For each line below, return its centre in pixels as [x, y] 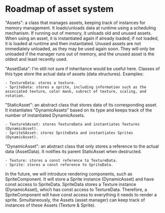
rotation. [15, 96]
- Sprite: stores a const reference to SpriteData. [59, 165]
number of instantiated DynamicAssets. [45, 115]
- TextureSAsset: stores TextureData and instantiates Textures [72, 124]
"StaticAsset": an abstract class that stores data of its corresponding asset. [81, 105]
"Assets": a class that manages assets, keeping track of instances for [75, 23]
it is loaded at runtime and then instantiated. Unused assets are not [73, 43]
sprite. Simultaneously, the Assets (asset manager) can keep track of [75, 200]
